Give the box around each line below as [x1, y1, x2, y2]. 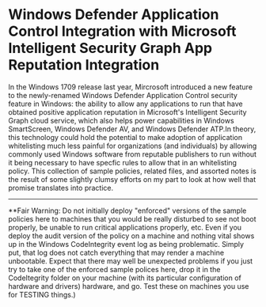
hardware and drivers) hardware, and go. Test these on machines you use [8, 281, 249, 290]
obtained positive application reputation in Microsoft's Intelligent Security [8, 107, 247, 116]
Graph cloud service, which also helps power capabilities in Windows [8, 116, 235, 125]
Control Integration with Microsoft [8, 22, 237, 40]
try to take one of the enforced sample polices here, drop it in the [8, 264, 221, 274]
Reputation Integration [8, 56, 160, 74]
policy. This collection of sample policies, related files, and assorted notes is [8, 166, 257, 176]
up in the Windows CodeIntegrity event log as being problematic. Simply [8, 239, 244, 248]
